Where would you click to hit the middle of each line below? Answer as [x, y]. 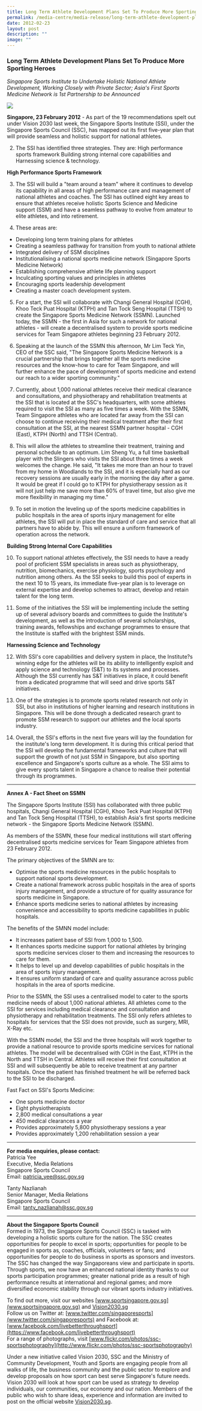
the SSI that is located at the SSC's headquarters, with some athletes [100, 402]
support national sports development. [62, 878]
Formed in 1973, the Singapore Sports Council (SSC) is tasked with [89, 1231]
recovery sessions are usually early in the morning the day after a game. [105, 478]
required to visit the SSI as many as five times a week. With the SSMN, [102, 409]
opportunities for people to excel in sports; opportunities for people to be [97, 1244]
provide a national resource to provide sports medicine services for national [100, 1047]
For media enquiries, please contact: [53, 1151]
